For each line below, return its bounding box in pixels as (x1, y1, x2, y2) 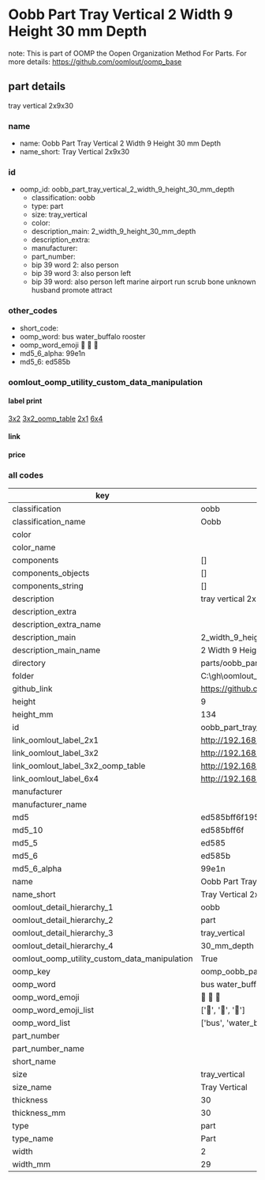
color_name (12, 542, 56, 553)
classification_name (12, 516, 86, 528)
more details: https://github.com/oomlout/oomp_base (8, 57, 182, 66)
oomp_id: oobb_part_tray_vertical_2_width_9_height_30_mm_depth (19, 184, 235, 195)
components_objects (12, 568, 90, 579)
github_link (12, 683, 53, 694)
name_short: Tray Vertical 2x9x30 (19, 147, 130, 157)
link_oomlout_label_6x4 (12, 773, 99, 785)
